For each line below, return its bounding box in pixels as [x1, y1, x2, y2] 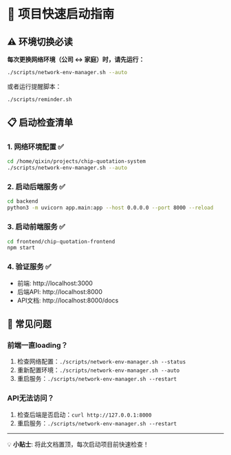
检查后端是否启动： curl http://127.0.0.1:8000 [16, 410, 152, 419]
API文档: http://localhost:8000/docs [16, 296, 119, 304]
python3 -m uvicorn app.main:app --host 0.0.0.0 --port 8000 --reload [7, 204, 214, 212]
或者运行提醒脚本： [7, 82, 62, 90]
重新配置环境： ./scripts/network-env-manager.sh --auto [16, 366, 180, 375]
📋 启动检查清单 [7, 117, 74, 129]
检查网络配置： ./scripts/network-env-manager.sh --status [16, 357, 186, 366]
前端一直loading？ [7, 340, 69, 350]
